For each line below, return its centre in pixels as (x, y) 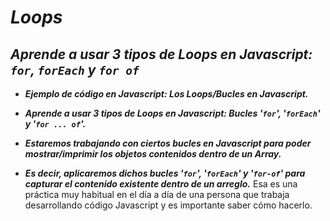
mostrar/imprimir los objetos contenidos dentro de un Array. (153, 154)
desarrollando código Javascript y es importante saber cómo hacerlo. (168, 205)
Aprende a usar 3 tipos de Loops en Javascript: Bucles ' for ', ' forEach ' (172, 113)
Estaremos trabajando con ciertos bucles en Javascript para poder (168, 143)
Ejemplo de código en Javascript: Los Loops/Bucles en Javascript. (166, 94)
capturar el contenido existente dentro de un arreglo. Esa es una (161, 184)
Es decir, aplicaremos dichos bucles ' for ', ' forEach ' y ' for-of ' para (165, 173)
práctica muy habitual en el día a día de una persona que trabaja (157, 194)
